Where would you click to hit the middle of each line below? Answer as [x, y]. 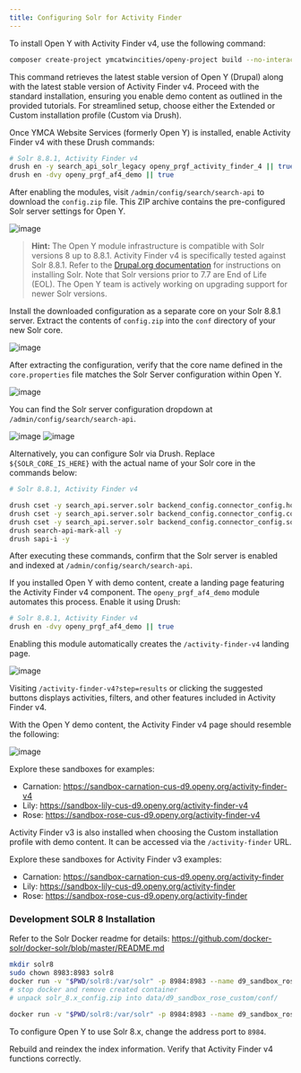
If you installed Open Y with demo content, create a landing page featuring [147, 583]
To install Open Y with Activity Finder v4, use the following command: [138, 43]
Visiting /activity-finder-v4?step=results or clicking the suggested [136, 689]
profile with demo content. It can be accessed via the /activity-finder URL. [150, 842]
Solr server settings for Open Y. [68, 211]
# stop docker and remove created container [94, 990]
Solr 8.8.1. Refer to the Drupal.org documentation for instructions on [156, 265]
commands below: [43, 473]
